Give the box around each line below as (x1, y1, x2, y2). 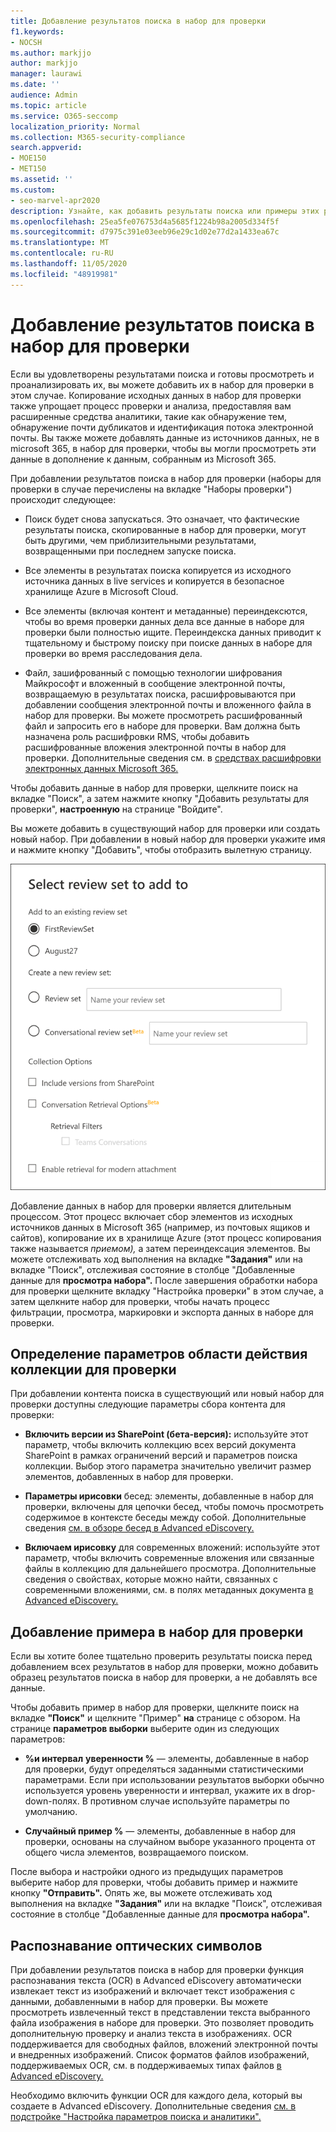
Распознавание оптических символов (10, 1937, 263, 1954)
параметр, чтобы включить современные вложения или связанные (24, 1552, 315, 1564)
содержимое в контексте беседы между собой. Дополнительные (24, 1511, 307, 1524)
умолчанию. (24, 1806, 78, 1818)
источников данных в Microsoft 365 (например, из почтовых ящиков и (10, 1221, 311, 1233)
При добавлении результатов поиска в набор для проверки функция (10, 1964, 305, 1975)
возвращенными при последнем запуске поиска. (24, 545, 237, 557)
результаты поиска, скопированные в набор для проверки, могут (24, 523, 307, 535)
